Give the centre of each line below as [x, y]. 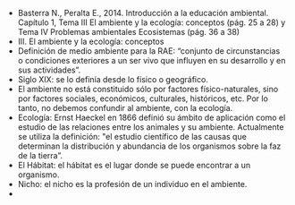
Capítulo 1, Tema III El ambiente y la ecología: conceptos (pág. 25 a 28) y [152, 22]
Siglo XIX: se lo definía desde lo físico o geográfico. [113, 79]
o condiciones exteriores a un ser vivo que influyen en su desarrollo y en [152, 60]
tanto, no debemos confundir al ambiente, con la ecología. [125, 108]
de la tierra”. [40, 155]
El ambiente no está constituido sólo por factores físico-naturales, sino [148, 89]
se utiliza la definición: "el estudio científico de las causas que [132, 137]
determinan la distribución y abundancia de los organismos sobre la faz [149, 146]
